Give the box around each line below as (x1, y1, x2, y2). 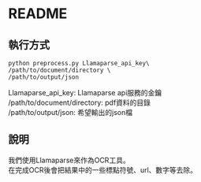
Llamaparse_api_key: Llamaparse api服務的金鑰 (8, 88, 162, 97)
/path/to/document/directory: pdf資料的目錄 (8, 98, 151, 107)
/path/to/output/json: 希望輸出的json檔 (8, 108, 132, 117)
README (8, 5, 68, 23)
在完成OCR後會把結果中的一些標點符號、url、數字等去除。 (8, 165, 198, 174)
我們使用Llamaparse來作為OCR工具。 (8, 155, 130, 165)
